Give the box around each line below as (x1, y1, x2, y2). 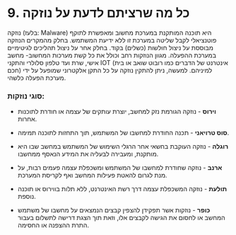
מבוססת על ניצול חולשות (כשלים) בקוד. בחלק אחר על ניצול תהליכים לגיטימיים (7, 43, 214, 52)
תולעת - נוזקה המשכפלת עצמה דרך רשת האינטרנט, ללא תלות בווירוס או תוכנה (17, 185, 228, 193)
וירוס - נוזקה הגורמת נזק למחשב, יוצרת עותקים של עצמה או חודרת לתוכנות (17, 108, 217, 116)
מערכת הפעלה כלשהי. (7, 73, 66, 82)
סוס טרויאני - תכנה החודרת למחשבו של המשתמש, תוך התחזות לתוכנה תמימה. (17, 129, 230, 137)
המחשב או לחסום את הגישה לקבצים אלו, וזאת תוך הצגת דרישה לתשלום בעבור (17, 214, 225, 222)
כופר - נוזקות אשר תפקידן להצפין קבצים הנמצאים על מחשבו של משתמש (17, 206, 211, 214)
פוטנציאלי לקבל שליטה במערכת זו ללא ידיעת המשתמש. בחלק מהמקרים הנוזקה (7, 35, 217, 44)
